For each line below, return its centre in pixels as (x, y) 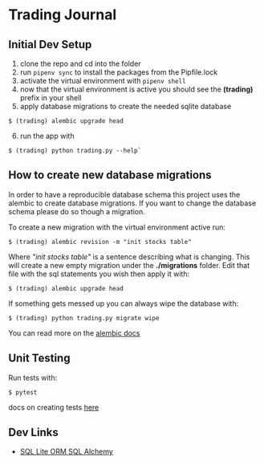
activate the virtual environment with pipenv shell (103, 81)
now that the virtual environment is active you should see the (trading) (136, 89)
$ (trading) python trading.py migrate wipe (84, 318)
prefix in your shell (51, 98)
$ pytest (23, 392)
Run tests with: (33, 377)
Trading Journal (63, 15)
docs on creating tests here (54, 407)
